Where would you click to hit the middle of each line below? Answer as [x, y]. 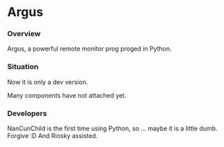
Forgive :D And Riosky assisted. [53, 136]
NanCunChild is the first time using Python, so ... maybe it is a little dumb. [112, 128]
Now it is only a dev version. [48, 82]
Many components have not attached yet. [67, 95]
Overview [24, 34]
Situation [23, 67]
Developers [27, 113]
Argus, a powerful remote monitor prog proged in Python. [89, 49]
